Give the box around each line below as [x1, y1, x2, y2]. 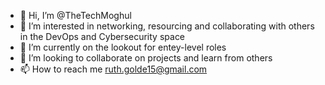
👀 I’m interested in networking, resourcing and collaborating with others [19, 20, 315, 32]
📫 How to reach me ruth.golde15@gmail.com [19, 63, 208, 75]
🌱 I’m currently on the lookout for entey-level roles [19, 41, 227, 53]
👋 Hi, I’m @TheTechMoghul [19, 10, 132, 21]
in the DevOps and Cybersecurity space [19, 31, 186, 42]
